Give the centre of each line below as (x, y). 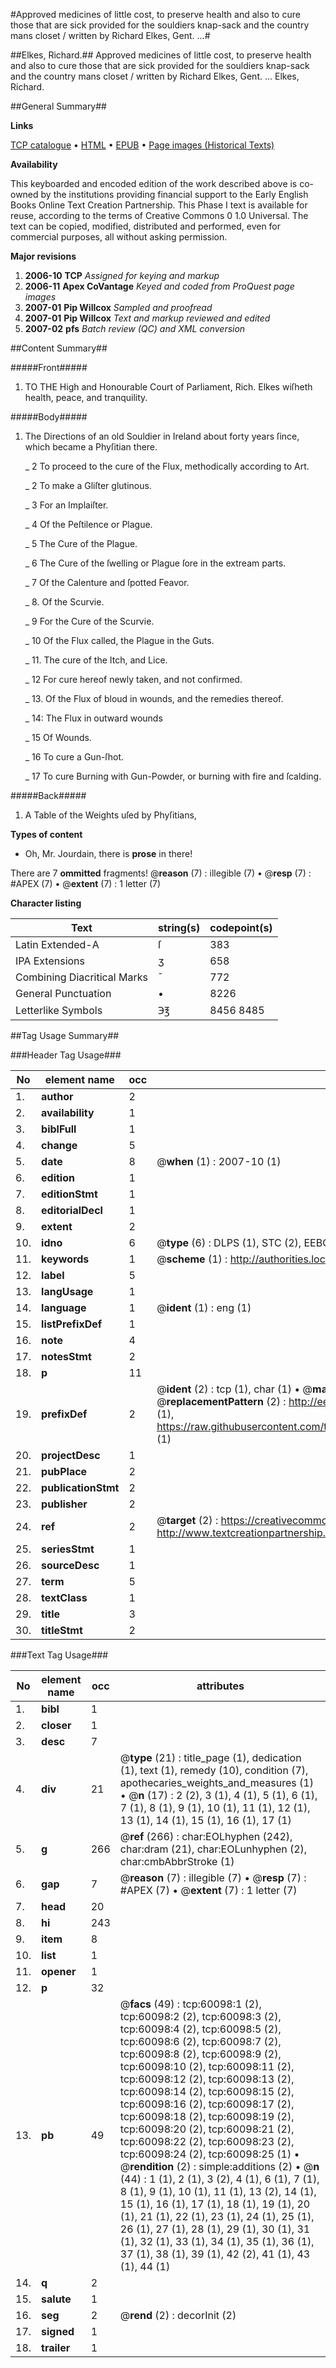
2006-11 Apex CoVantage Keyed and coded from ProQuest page (159, 286)
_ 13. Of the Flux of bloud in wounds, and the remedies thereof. (154, 698)
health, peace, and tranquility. (86, 397)
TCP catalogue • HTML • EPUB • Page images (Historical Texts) (142, 145)
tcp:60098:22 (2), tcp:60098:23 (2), (207, 2141)
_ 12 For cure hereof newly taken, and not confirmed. (133, 679)
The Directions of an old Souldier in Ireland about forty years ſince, (162, 436)
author (57, 1096)
